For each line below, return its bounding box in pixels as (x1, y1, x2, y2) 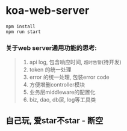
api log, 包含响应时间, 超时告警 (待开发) (29, 58, 122, 66)
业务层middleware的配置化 (29, 88, 96, 96)
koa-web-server (5, 4, 90, 17)
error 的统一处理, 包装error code (29, 73, 110, 81)
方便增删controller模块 (29, 81, 85, 88)
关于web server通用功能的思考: (5, 43, 98, 52)
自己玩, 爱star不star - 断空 (5, 115, 104, 126)
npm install (5, 23, 36, 29)
